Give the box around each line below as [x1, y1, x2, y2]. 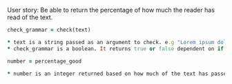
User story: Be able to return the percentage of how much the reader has [7, 6, 215, 14]
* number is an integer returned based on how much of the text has [7, 70, 209, 77]
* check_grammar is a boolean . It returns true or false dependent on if [7, 45, 224, 52]
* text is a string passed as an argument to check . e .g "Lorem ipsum [7, 39, 215, 45]
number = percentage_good [7, 58, 81, 65]
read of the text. [7, 13, 53, 21]
